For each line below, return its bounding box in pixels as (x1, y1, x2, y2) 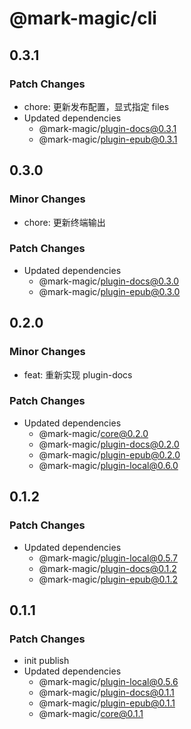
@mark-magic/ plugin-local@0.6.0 (38, 459, 179, 471)
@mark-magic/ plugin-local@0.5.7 (38, 552, 178, 564)
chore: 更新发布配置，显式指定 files (23, 100, 170, 112)
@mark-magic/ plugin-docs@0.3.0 (38, 275, 180, 287)
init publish (23, 655, 70, 667)
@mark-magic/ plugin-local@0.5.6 (38, 676, 179, 688)
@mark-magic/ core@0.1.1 (38, 708, 144, 720)
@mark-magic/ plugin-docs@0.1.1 (38, 687, 175, 699)
